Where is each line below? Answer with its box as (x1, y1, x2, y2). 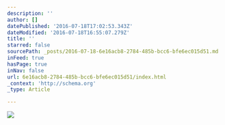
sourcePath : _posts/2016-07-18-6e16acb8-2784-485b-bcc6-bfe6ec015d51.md (7, 48, 219, 55)
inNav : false (7, 67, 44, 74)
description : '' (7, 10, 53, 17)
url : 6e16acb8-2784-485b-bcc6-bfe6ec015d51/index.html (7, 73, 167, 81)
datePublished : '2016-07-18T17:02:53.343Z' (7, 23, 133, 29)
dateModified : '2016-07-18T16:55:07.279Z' (7, 29, 130, 36)
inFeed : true (7, 55, 44, 61)
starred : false (7, 42, 51, 48)
